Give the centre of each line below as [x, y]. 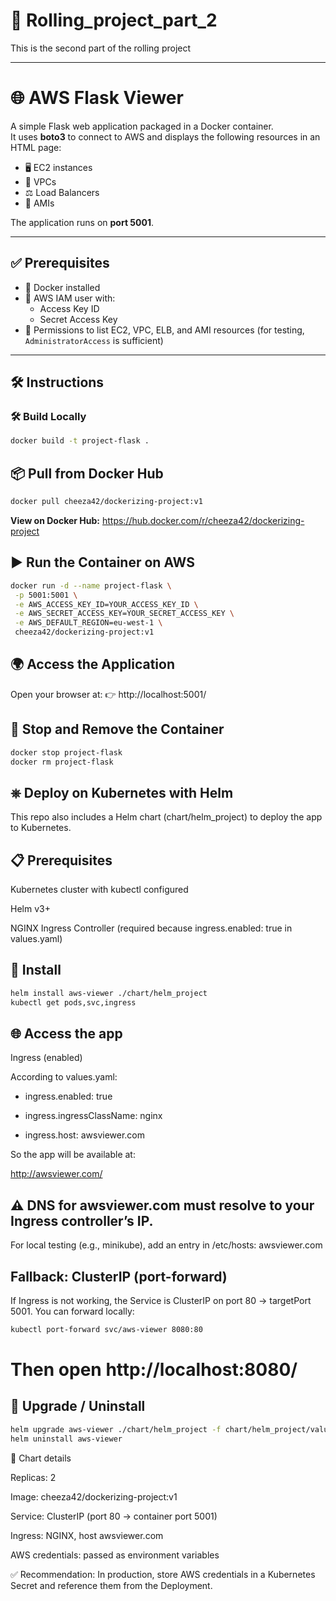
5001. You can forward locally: [72, 1311]
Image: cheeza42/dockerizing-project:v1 [94, 1496]
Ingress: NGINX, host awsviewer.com [87, 1535]
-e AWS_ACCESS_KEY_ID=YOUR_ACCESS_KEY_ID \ [106, 604]
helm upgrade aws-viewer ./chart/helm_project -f [116, 1429]
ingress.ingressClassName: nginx [93, 1116]
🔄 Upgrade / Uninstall [78, 1406]
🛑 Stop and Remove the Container [117, 729]
